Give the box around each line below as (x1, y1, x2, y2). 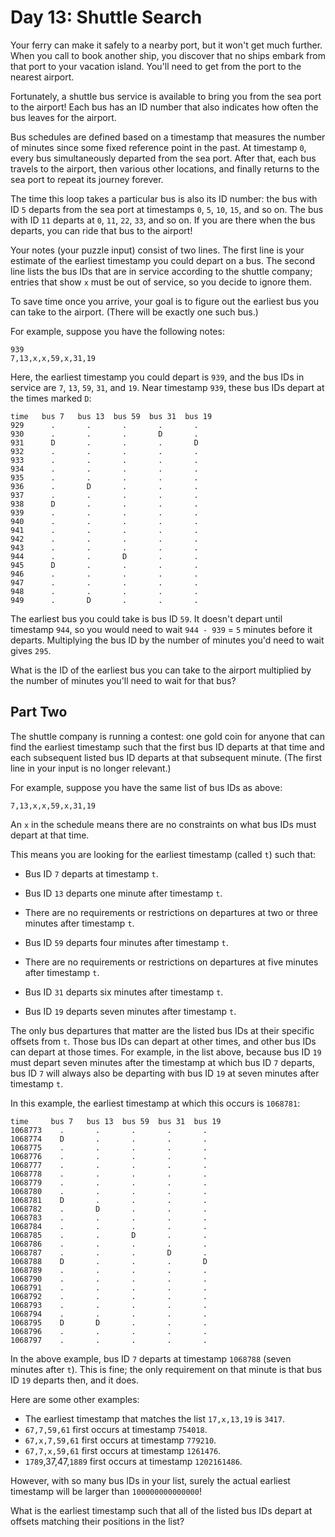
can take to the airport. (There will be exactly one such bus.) (10, 306, 259, 318)
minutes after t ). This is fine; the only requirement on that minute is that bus (10, 1363, 323, 1375)
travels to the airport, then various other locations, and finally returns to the (10, 162, 320, 175)
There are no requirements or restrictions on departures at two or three (24, 906, 318, 918)
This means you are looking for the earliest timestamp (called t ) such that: (10, 848, 317, 860)
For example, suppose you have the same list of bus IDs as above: (10, 781, 283, 793)
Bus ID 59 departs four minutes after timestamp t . (24, 936, 229, 948)
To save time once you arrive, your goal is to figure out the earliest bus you (10, 295, 320, 307)
